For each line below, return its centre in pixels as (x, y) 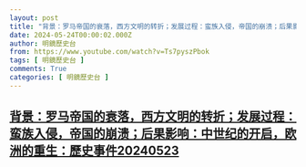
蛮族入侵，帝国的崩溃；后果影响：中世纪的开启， (147, 134)
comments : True (38, 69)
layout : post (34, 18)
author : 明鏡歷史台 (43, 43)
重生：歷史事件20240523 (106, 151)
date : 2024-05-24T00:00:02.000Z (71, 35)
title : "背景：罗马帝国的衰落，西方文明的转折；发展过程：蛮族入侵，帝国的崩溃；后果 (151, 26)
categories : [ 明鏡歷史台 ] (59, 78)
